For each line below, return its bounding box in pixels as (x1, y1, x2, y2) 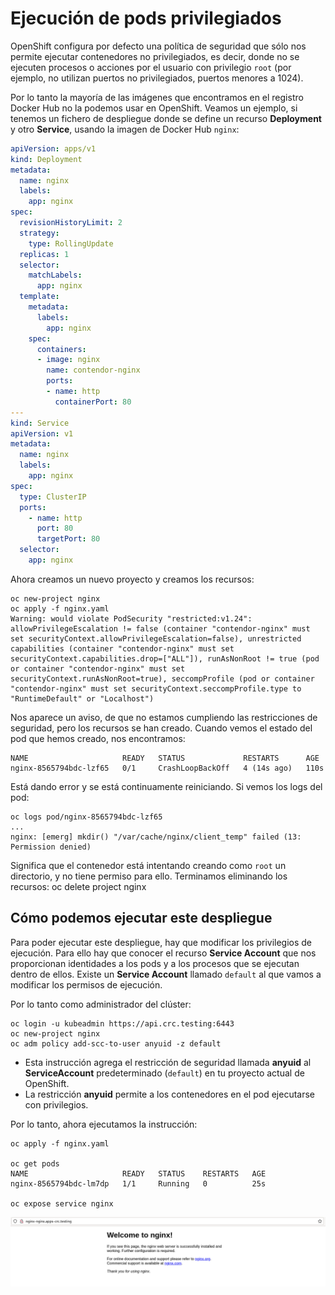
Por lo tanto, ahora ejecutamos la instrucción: (10, 1118, 198, 1130)
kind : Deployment (10, 154, 83, 164)
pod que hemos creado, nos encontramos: (10, 732, 186, 744)
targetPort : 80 (36, 534, 101, 544)
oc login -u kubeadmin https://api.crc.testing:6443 (10, 1018, 235, 1029)
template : (19, 292, 60, 302)
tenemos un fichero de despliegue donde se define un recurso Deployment (10, 112, 322, 124)
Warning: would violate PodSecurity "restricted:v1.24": (10, 613, 253, 624)
